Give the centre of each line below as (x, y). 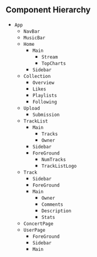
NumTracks (54, 159)
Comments (52, 205)
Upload (32, 108)
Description (56, 211)
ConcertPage (38, 224)
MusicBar (34, 38)
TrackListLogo (59, 166)
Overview (43, 83)
